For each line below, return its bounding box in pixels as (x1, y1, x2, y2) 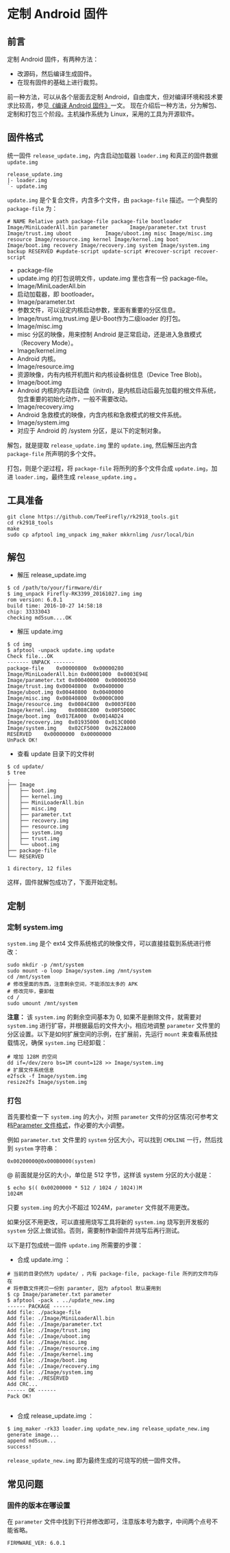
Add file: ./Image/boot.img (7, 1357, 88, 1364)
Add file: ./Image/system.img (7, 1369, 94, 1376)
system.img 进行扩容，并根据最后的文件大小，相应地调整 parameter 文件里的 (7, 1022, 220, 1030)
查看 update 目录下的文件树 (16, 750, 94, 758)
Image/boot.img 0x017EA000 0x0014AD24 (7, 713, 125, 720)
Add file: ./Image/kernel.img (7, 1351, 94, 1358)
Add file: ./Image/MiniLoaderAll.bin (7, 1315, 115, 1322)
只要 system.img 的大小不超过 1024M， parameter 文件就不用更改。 (7, 1203, 194, 1212)
